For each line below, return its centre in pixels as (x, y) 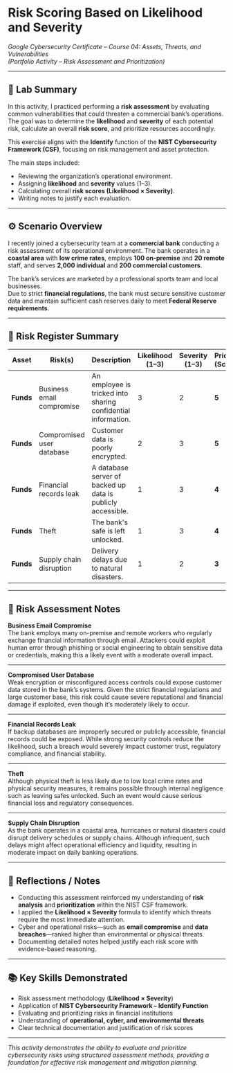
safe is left (108, 531)
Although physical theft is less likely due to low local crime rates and (105, 781)
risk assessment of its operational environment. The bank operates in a (109, 250)
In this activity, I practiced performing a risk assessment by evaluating (109, 106)
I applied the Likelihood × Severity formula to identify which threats (114, 912)
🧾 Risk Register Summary (64, 336)
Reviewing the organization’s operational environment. (95, 176)
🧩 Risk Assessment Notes (64, 609)
